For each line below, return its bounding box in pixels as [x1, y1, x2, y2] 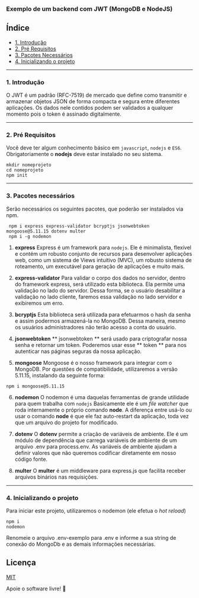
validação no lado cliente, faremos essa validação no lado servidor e [14, 293, 182, 300]
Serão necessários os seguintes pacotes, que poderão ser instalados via [6, 205, 184, 212]
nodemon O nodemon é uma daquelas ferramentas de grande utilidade [14, 393, 190, 400]
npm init [6, 173, 28, 179]
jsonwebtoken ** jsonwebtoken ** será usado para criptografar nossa [14, 335, 187, 342]
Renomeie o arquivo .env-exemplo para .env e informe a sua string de [6, 534, 176, 541]
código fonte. [14, 456, 48, 463]
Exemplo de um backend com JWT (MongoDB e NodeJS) [6, 5, 173, 13]
